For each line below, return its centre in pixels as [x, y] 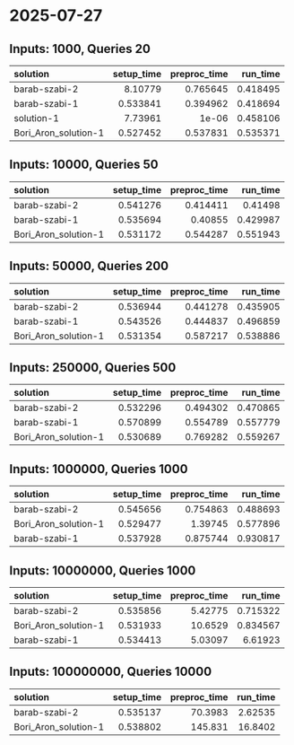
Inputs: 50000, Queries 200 [89, 266]
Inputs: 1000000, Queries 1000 [99, 469]
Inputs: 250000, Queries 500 [93, 368]
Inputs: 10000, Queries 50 [84, 165]
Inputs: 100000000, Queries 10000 [111, 672]
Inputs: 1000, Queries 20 [80, 49]
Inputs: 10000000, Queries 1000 [103, 570]
